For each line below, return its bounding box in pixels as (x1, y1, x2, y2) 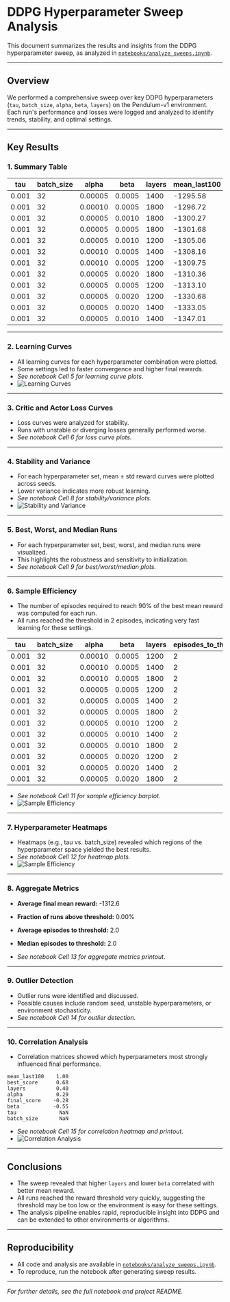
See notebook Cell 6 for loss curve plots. (16, 433, 132, 441)
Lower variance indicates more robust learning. (16, 487, 151, 495)
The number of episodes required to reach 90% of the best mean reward (16, 601, 223, 609)
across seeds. (16, 480, 57, 488)
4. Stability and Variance (7, 456, 91, 466)
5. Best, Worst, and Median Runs (7, 525, 118, 535)
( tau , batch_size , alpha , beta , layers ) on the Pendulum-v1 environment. (7, 100, 208, 108)
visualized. (16, 548, 48, 556)
